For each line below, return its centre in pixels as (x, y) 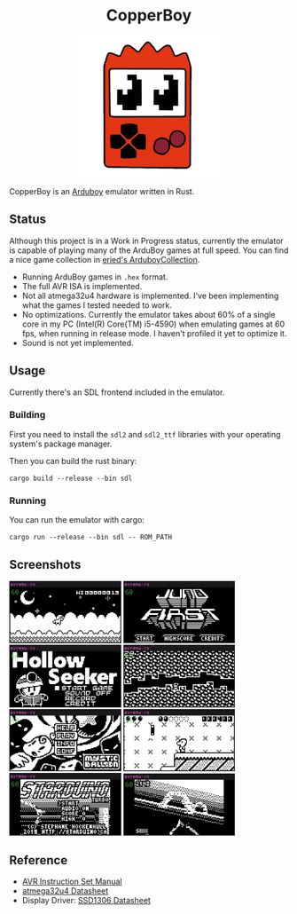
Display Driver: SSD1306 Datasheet (86, 901)
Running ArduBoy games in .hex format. (95, 277)
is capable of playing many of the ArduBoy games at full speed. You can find (149, 250)
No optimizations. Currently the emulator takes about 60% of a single (148, 314)
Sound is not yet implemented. (78, 343)
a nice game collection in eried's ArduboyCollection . (105, 259)
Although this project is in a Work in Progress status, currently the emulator (146, 240)
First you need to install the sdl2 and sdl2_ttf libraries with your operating (145, 434)
